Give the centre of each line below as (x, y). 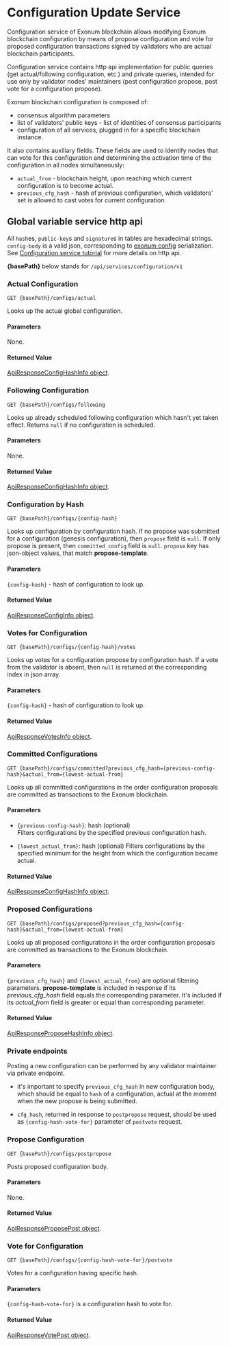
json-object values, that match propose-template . (78, 553)
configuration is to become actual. (65, 185)
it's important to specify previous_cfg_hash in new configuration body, (116, 1087)
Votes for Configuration (47, 633)
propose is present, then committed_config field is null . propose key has (108, 546)
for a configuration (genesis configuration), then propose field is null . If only (114, 539)
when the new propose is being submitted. (77, 1101)
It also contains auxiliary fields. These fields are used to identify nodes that (113, 150)
